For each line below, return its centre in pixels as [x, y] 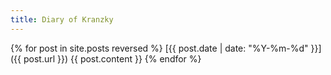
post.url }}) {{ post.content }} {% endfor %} [112, 58]
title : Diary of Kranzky [62, 19]
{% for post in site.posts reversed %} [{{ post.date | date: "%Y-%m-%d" [159, 48]
